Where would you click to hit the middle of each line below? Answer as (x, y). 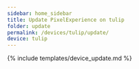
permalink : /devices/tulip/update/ (58, 32)
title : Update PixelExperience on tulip (66, 20)
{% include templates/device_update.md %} (70, 58)
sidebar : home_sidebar (40, 13)
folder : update (29, 26)
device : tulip (28, 39)
